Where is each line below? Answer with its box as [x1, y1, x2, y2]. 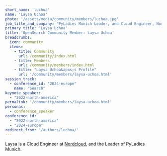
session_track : [5, 77, 37, 81]
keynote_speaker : [5, 90, 41, 95]
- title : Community [14, 49, 55, 54]
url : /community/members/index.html [18, 63, 94, 68]
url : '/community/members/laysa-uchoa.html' [18, 72, 112, 77]
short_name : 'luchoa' [5, 7, 50, 12]
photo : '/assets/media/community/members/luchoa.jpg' [5, 16, 119, 21]
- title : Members [14, 58, 50, 63]
